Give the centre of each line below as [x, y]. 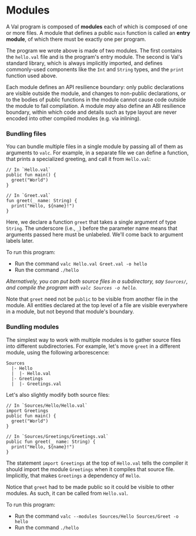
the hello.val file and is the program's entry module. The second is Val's [94, 57]
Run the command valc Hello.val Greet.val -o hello [81, 264]
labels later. [20, 241]
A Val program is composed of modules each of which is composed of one [97, 27]
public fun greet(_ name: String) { [51, 442]
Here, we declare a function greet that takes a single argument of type [91, 222]
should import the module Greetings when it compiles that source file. [90, 469]
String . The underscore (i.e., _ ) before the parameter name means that [92, 228]
